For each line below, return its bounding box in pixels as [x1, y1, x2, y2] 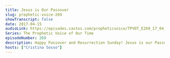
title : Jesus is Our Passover [5, 7, 69, 13]
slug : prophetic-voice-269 [5, 12, 62, 17]
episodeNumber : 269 [5, 36, 47, 41]
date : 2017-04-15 [5, 21, 42, 27]
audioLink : [5, 26, 28, 31]
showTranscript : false [5, 17, 53, 22]
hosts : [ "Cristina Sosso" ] [5, 45, 62, 50]
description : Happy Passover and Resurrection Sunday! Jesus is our [5, 40, 153, 45]
